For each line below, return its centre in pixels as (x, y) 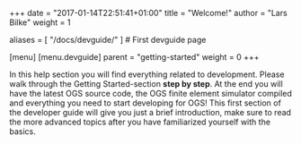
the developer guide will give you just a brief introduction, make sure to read (150, 112)
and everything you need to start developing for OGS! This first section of (145, 103)
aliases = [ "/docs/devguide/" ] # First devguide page (108, 40)
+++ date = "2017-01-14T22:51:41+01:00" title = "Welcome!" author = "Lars (148, 13)
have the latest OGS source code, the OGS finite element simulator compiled (150, 93)
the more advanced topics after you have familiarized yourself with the (140, 122)
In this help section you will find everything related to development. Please (147, 74)
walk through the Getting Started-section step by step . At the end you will (146, 84)
